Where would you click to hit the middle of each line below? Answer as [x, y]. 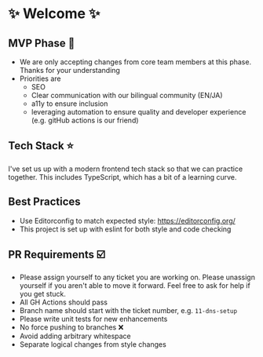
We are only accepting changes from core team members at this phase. [135, 62]
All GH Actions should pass [64, 302]
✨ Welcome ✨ [54, 14]
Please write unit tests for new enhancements [93, 319]
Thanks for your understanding [69, 70]
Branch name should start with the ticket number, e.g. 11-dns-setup [128, 311]
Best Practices [44, 202]
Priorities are [40, 78]
